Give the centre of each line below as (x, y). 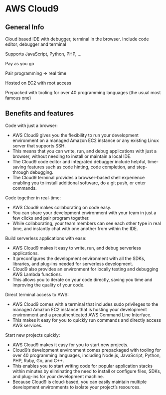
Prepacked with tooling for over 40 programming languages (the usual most (83, 92)
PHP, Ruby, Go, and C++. (38, 360)
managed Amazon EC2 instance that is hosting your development (80, 309)
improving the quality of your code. (48, 285)
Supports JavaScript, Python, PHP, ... (43, 54)
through (20, 172)
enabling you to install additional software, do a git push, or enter (79, 183)
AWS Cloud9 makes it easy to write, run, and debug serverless (77, 248)
